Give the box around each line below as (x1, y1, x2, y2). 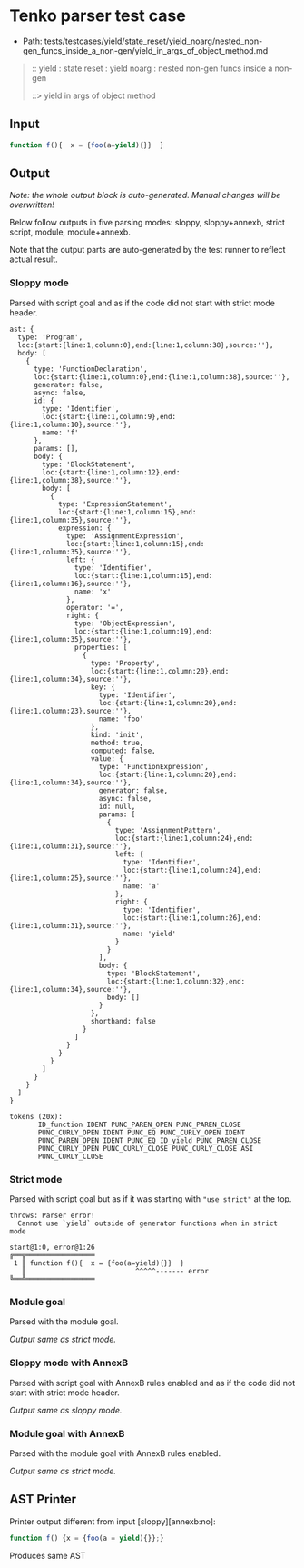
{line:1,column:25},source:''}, (9, 874, 132, 883)
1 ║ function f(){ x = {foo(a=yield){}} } (13, 1259, 184, 1268)
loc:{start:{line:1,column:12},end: (42, 467, 181, 477)
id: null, (98, 802, 136, 811)
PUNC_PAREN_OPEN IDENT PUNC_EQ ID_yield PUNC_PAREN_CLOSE (37, 1135, 261, 1145)
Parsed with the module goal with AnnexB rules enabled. (9, 1447, 221, 1459)
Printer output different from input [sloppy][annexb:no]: (9, 1515, 216, 1527)
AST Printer (9, 1492, 77, 1507)
